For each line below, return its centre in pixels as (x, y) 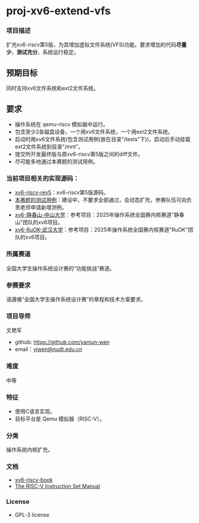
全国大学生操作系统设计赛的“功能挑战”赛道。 (61, 268)
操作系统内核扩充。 (30, 450)
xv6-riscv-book (34, 480)
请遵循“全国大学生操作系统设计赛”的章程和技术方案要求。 (76, 299)
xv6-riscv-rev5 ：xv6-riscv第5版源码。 (61, 192)
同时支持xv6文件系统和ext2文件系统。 (53, 88)
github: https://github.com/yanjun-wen (62, 342)
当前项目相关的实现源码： (43, 179)
